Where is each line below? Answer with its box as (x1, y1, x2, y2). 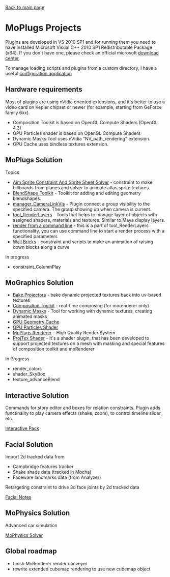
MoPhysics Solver (5, 532, 43, 538)
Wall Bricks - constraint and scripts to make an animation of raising (12, 239, 154, 245)
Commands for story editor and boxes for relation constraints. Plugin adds (5, 405, 161, 411)
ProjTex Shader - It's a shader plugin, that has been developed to (12, 335, 150, 341)
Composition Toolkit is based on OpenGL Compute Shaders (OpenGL (12, 119, 158, 125)
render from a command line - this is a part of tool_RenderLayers (12, 222, 149, 228)
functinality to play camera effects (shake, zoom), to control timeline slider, (5, 410, 162, 416)
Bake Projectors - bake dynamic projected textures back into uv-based (12, 292, 161, 298)
